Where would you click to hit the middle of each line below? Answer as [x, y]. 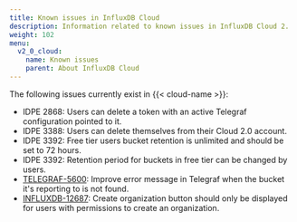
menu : [19, 43]
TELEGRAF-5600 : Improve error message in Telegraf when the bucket [153, 179]
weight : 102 [32, 34]
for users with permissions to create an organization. [121, 208]
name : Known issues [62, 60]
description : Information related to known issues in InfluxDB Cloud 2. [149, 26]
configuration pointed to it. [72, 121]
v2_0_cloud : [40, 52]
